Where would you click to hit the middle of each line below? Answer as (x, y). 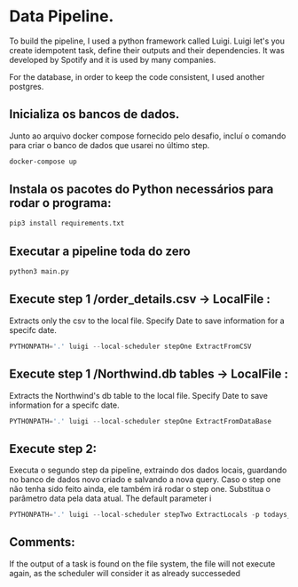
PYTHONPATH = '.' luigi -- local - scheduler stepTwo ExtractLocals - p (134, 515)
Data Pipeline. (62, 16)
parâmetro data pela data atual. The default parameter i (110, 498)
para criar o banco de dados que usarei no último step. (110, 145)
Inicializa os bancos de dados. (94, 114)
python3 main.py (39, 272)
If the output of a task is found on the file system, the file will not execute (142, 563)
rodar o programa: (60, 203)
